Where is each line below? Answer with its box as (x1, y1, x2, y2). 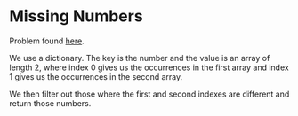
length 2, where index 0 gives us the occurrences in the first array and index (9, 62, 289, 73)
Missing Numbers (9, 6, 144, 27)
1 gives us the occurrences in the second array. (9, 71, 183, 81)
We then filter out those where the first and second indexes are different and (9, 89, 290, 99)
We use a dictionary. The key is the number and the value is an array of (9, 52, 270, 63)
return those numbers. (9, 97, 92, 108)
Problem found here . (9, 35, 85, 46)
